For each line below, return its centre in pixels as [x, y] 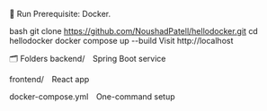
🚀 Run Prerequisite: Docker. [60, 14]
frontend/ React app [49, 79]
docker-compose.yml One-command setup [92, 97]
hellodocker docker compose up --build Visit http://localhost [121, 41]
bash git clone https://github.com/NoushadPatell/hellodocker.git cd [133, 31]
